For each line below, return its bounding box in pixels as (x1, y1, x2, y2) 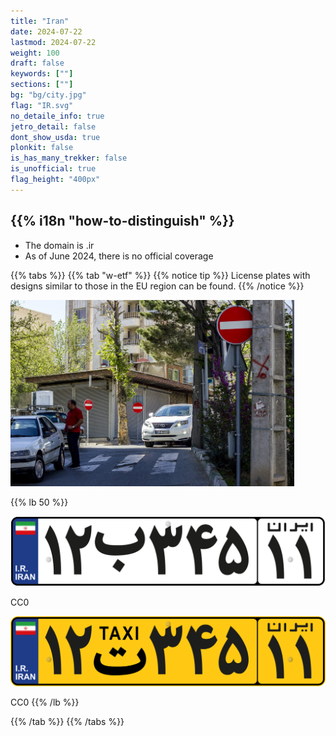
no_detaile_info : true (10, 111, 105, 121)
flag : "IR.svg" (10, 100, 74, 110)
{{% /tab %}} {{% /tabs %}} (10, 716, 125, 728)
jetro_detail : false (10, 121, 97, 132)
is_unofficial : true (10, 164, 97, 174)
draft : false (10, 58, 65, 69)
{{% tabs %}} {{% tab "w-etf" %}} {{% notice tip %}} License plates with (10, 269, 311, 281)
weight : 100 (10, 48, 60, 58)
